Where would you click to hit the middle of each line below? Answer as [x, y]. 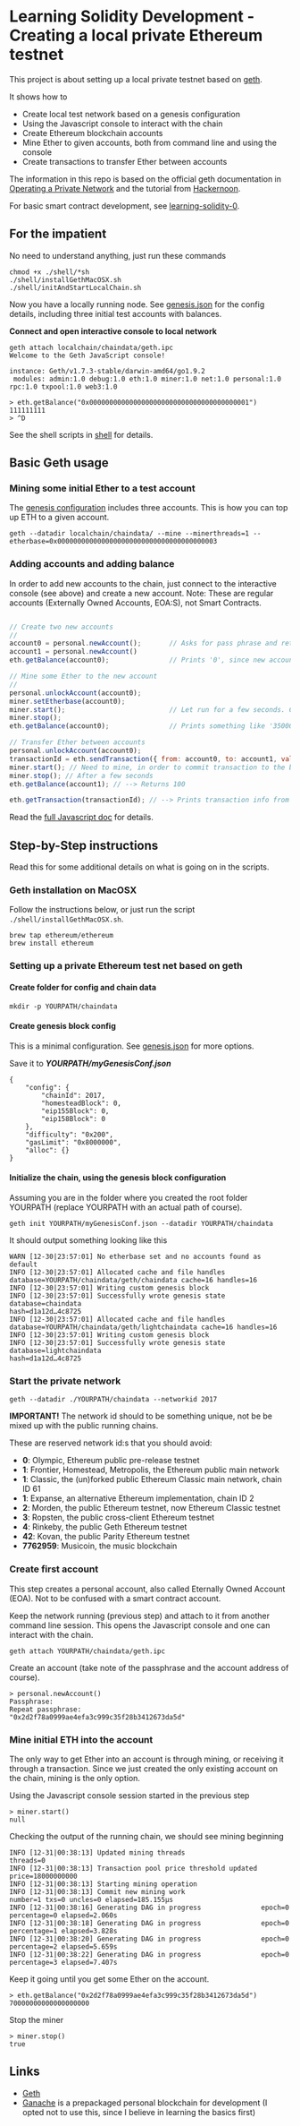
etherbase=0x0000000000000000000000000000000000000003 [113, 542]
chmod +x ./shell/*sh [50, 272]
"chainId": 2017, [73, 1095]
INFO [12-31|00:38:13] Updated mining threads [97, 1852]
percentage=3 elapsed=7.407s [63, 1962]
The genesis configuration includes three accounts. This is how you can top [149, 508]
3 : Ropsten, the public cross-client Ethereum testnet [118, 1517]
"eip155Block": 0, [75, 1111]
